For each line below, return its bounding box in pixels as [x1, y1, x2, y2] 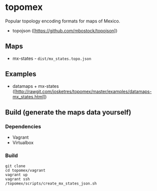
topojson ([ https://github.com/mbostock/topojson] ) [12, 27, 118, 33]
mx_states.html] [12, 94, 45, 100]
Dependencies [5, 123, 41, 130]
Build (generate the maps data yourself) [5, 108, 132, 116]
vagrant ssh [5, 177, 30, 182]
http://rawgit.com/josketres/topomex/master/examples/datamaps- [15, 88, 152, 94]
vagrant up [5, 172, 28, 177]
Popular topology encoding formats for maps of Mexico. [5, 18, 121, 24]
